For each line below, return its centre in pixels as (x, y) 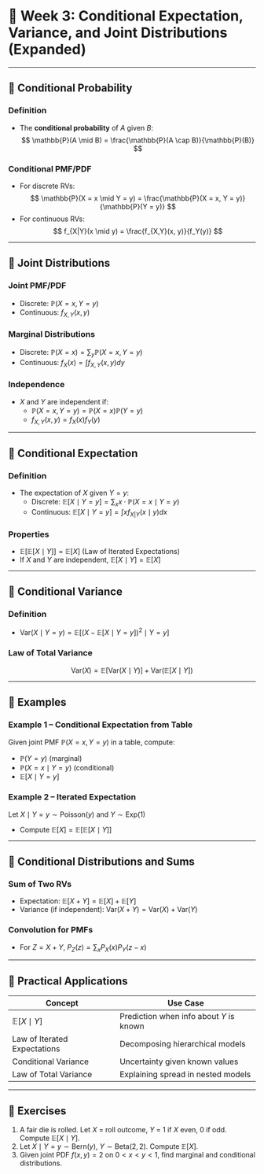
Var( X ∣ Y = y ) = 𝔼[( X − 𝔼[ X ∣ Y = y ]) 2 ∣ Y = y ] (94, 632)
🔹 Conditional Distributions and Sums (101, 861)
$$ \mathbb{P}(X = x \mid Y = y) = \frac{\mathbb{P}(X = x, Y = (132, 198)
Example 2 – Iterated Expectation (72, 797)
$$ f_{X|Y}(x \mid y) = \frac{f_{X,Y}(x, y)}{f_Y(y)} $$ (138, 231)
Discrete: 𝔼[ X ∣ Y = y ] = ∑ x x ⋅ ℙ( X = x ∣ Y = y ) (105, 503)
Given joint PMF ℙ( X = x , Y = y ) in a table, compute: (92, 742)
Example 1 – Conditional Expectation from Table (101, 725)
